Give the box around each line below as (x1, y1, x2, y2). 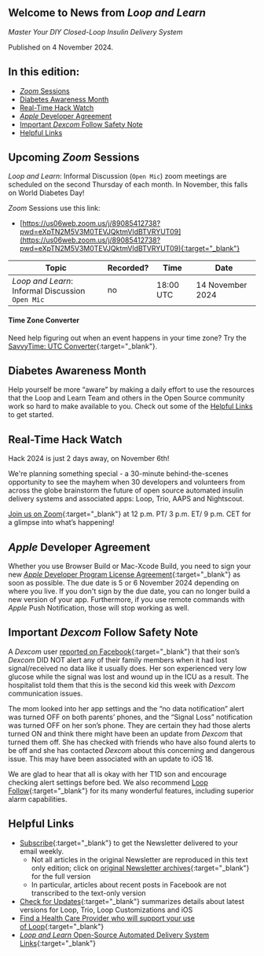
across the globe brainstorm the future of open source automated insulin (8, 485, 244, 495)
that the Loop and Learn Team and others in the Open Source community (8, 393, 245, 403)
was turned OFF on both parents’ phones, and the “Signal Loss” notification (8, 712, 253, 722)
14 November (196, 279, 247, 290)
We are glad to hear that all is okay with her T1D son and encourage (8, 769, 227, 778)
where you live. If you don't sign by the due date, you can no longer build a (8, 586, 251, 596)
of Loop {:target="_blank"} (19, 921, 104, 931)
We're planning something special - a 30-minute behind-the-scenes (8, 469, 229, 478)
